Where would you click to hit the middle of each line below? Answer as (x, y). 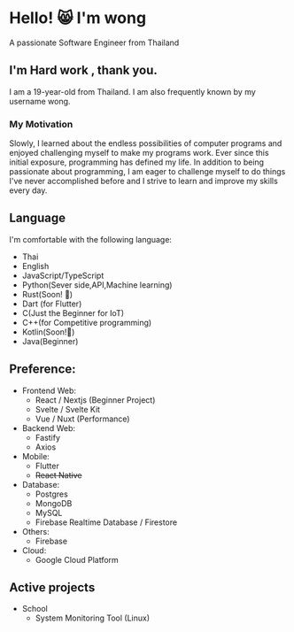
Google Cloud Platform (77, 559)
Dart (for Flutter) (52, 304)
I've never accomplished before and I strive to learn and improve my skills (144, 181)
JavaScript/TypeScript (63, 275)
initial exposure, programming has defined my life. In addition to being (136, 162)
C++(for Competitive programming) (87, 322)
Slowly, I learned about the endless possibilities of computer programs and (146, 143)
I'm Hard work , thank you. (83, 70)
